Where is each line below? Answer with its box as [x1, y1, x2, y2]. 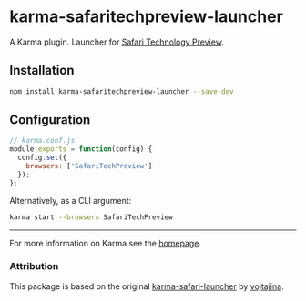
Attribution [9, 260, 59, 273]
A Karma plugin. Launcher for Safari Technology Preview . [9, 36, 225, 47]
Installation [9, 63, 75, 78]
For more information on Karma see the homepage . [9, 237, 202, 248]
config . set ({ [17, 153, 67, 163]
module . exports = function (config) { [9, 145, 153, 154]
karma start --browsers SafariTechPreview [9, 212, 173, 222]
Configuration [9, 112, 91, 128]
